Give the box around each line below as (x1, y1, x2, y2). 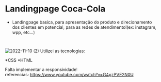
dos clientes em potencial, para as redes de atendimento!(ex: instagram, (12, 24, 157, 30)
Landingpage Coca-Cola (5, 3, 106, 14)
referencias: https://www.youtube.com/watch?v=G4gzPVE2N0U (5, 71, 134, 77)
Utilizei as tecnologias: (40, 48, 85, 54)
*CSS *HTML (5, 57, 33, 63)
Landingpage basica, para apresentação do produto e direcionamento (12, 19, 152, 25)
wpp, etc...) (12, 29, 35, 35)
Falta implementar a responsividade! (5, 66, 78, 72)
